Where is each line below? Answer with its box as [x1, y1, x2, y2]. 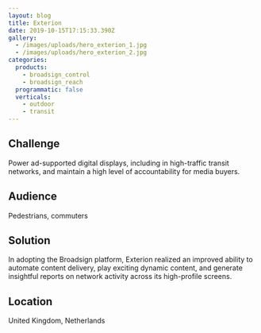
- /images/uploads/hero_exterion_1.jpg [15, 41, 148, 49]
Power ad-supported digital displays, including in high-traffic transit [8, 158, 230, 168]
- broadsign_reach [22, 78, 83, 86]
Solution [8, 234, 51, 247]
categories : [8, 56, 48, 64]
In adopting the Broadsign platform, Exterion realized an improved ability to [8, 255, 254, 265]
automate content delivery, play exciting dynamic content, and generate [8, 263, 244, 273]
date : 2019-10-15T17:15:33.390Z [8, 26, 115, 34]
